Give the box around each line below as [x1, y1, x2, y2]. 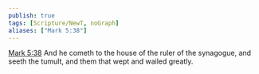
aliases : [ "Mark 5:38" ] [8, 26, 88, 34]
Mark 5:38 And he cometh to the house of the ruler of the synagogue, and [8, 49, 252, 58]
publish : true [8, 11, 56, 20]
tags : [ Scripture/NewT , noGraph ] [8, 19, 120, 27]
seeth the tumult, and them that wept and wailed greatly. [8, 56, 194, 66]
